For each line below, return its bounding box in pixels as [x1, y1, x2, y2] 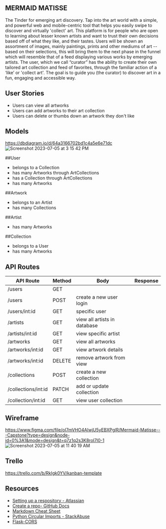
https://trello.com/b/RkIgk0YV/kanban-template [5, 470, 102, 476]
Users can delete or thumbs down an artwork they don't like [12, 113, 135, 119]
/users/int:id [7, 308, 36, 315]
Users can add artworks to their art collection [12, 107, 105, 113]
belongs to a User [12, 243, 49, 249]
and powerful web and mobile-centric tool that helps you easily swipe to [5, 22, 152, 28]
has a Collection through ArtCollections [12, 175, 92, 181]
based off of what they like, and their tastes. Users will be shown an [5, 38, 143, 44]
